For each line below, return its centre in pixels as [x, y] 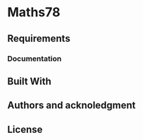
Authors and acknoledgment [71, 106]
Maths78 [34, 12]
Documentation [35, 59]
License [25, 129]
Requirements [39, 39]
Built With [29, 81]
